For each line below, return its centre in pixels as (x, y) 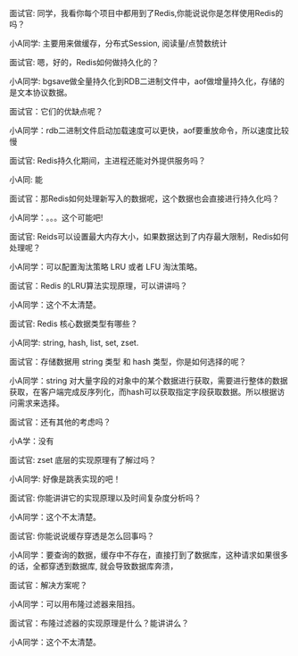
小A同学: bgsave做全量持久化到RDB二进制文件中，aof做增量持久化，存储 (143, 81)
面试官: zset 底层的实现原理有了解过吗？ (83, 460)
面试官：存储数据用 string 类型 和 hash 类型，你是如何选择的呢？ (128, 362)
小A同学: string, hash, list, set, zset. (74, 343)
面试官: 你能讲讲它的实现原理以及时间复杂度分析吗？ (105, 498)
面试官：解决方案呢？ (48, 585)
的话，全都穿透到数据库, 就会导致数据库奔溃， (94, 566)
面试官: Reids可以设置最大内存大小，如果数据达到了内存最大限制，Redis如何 (149, 236)
